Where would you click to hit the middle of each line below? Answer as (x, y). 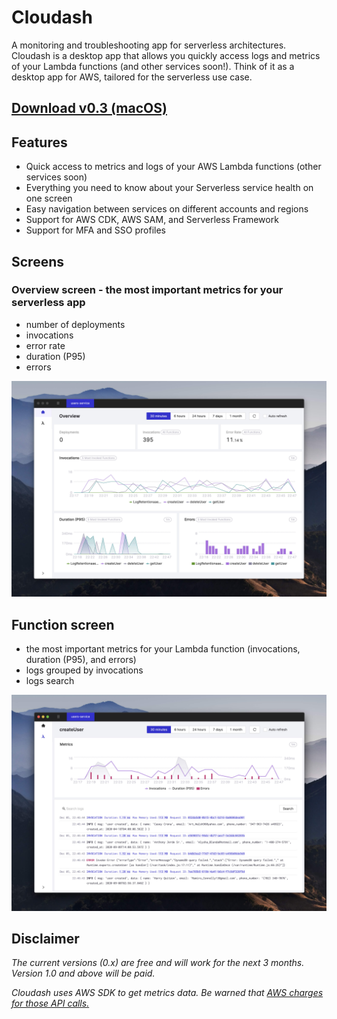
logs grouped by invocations (84, 670)
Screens (37, 261)
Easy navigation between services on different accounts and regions (167, 209)
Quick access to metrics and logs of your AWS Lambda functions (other (173, 167)
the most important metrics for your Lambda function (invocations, (163, 649)
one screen (49, 198)
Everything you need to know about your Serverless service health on (169, 188)
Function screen (63, 624)
